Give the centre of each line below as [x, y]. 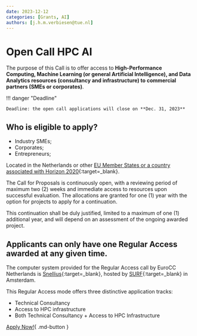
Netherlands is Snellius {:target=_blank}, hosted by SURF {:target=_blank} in [97, 274]
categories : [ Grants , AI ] [38, 17]
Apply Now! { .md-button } [37, 327]
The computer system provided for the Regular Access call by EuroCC [91, 267]
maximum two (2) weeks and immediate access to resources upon [87, 189]
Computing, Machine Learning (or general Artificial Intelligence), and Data [98, 74]
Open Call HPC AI [49, 52]
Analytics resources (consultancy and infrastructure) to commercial [91, 81]
